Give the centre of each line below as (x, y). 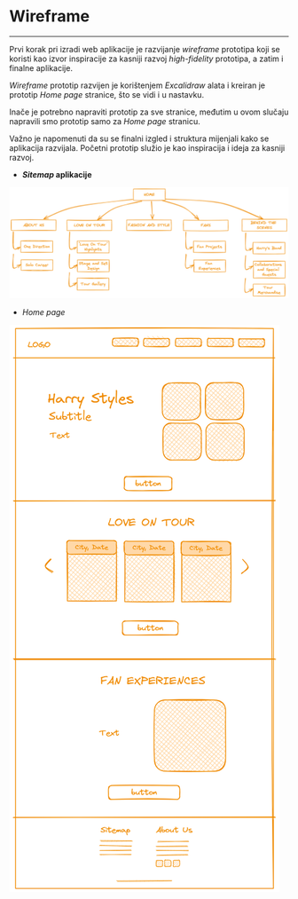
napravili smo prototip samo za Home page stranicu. (105, 121)
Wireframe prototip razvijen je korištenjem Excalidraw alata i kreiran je (137, 85)
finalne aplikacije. (41, 67)
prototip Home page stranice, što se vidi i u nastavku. (107, 94)
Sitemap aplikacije (57, 174)
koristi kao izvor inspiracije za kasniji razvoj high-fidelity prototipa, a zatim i (146, 59)
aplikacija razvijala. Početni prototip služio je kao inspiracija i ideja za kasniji (147, 147)
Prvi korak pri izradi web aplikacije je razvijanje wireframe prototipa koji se (145, 49)
